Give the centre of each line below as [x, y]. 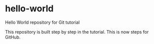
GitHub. [13, 37]
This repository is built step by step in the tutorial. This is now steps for [77, 32]
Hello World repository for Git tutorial [43, 22]
